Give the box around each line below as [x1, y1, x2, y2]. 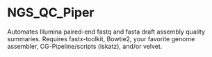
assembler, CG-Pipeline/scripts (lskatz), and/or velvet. [7, 42, 163, 50]
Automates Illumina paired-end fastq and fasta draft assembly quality [7, 27, 206, 36]
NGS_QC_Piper [7, 5, 95, 21]
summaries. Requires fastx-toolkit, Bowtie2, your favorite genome [7, 34, 195, 43]
